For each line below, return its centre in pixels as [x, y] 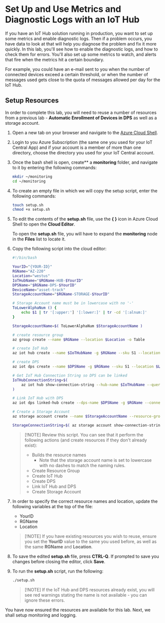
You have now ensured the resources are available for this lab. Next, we [78, 610]
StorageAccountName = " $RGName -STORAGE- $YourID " [61, 294]
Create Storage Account [56, 491]
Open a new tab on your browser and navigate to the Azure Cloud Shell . [85, 133]
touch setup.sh [28, 205]
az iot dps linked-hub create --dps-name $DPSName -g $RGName [77, 403]
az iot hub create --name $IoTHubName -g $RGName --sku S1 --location [86, 353]
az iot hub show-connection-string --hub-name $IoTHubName [83, 384]
